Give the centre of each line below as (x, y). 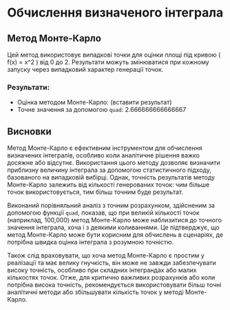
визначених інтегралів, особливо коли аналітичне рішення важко (103, 155)
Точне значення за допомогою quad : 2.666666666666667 (102, 110)
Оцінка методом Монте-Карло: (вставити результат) (94, 102)
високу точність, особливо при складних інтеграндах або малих (102, 270)
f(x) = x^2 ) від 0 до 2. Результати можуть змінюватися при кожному (108, 62)
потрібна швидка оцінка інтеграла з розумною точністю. (91, 242)
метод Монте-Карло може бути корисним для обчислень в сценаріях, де (115, 235)
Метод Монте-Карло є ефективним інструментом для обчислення (105, 148)
